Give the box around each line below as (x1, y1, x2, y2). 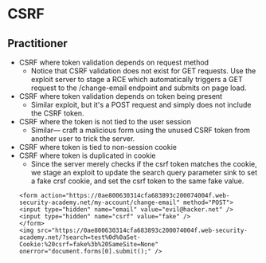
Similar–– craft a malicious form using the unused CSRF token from (30, 125, 250, 135)
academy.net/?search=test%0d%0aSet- (18, 234, 141, 241)
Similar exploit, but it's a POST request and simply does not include (30, 100, 252, 109)
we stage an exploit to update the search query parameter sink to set (30, 168, 258, 177)
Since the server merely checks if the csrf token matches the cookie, (30, 159, 258, 168)
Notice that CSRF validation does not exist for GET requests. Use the (30, 66, 256, 76)
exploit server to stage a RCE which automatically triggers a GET (30, 75, 244, 84)
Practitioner (7, 37, 68, 50)
